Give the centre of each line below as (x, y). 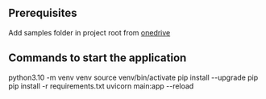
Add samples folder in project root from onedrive (89, 32)
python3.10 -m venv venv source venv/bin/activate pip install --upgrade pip (133, 77)
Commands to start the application (98, 58)
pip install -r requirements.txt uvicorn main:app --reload (101, 86)
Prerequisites (43, 13)
